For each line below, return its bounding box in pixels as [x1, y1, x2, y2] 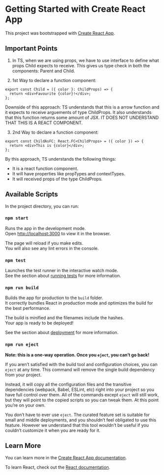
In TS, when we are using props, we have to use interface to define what [12, 57, 159, 63]
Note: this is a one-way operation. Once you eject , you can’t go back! [5, 352, 150, 358]
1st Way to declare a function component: [12, 77, 97, 83]
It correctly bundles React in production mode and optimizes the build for [5, 300, 153, 306]
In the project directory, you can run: [5, 203, 79, 209]
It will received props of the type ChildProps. [12, 176, 103, 182]
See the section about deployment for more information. [5, 330, 119, 335]
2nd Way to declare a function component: [12, 129, 99, 135]
